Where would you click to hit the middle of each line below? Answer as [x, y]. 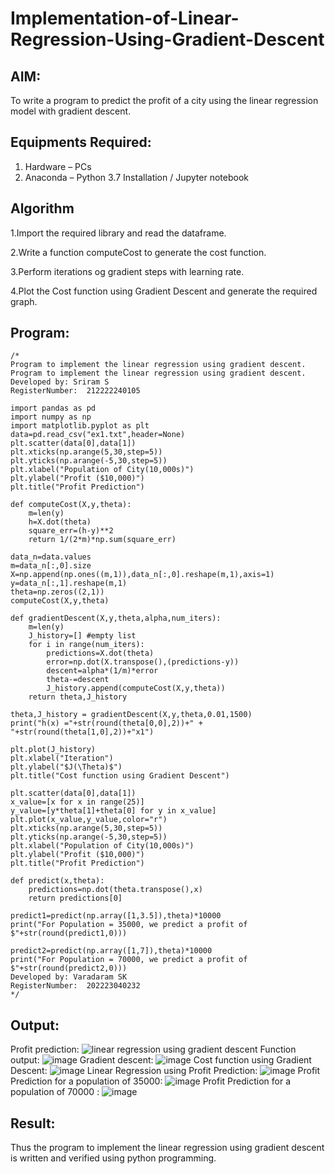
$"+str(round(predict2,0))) [69, 968]
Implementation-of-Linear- [125, 18]
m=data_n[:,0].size [51, 566]
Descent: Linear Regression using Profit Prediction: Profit [165, 1071]
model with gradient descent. [71, 111]
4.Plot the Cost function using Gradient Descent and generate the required [164, 291]
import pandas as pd [53, 408]
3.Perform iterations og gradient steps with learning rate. [127, 271]
